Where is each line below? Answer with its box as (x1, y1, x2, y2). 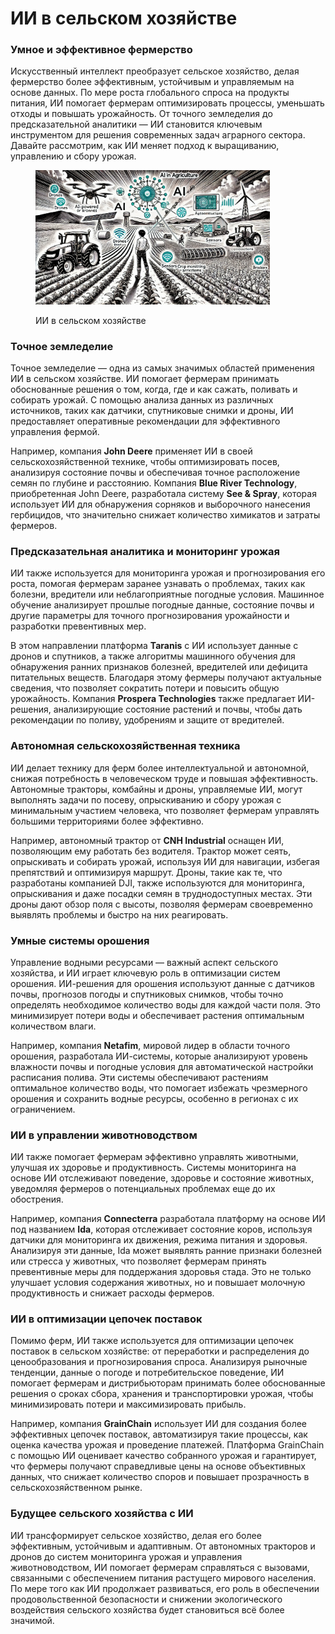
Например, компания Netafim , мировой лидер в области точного (10, 1039, 291, 1051)
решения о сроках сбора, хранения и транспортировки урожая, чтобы (10, 1388, 314, 1400)
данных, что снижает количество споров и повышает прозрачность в (10, 1471, 310, 1483)
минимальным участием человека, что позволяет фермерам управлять (10, 804, 320, 816)
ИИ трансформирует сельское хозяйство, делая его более (10, 1529, 262, 1541)
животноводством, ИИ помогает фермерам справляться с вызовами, (10, 1561, 310, 1573)
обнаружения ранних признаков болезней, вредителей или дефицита (10, 661, 308, 673)
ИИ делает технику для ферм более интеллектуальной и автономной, (10, 762, 310, 774)
